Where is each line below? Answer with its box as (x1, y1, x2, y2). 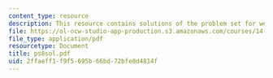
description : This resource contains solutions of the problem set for (8, 19, 256, 28)
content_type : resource (8, 11, 89, 20)
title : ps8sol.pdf (8, 50, 71, 58)
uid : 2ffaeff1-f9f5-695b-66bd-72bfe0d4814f (8, 58, 158, 66)
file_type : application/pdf (8, 34, 104, 43)
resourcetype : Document (8, 42, 89, 50)
